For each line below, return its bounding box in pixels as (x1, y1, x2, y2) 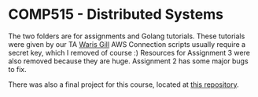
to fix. (8, 64, 28, 74)
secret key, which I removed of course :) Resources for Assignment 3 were (8, 48, 250, 57)
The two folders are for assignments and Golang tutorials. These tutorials (8, 31, 245, 41)
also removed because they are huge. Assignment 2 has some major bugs (8, 56, 249, 66)
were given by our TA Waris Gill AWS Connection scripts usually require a (8, 39, 246, 48)
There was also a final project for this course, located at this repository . (8, 80, 239, 89)
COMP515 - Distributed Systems (8, 5, 224, 23)
